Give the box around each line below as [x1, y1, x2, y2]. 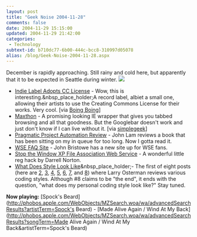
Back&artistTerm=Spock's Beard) [6, 224, 88, 231]
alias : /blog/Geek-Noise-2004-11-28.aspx [6, 53, 110, 59]
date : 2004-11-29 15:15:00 [6, 25, 73, 31]
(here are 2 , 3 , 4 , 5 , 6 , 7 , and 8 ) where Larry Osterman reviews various [14, 169, 186, 176]
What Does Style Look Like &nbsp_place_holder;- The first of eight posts [14, 163, 191, 170]
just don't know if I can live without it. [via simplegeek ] [14, 125, 148, 132]
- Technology [8, 42, 41, 48]
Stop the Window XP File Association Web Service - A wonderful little [14, 150, 185, 157]
